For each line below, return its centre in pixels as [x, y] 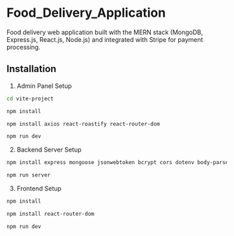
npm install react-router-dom [51, 214]
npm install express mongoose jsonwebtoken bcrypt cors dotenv [101, 163]
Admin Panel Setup [44, 86]
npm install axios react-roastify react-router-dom [83, 124]
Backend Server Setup [49, 150]
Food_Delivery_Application [86, 13]
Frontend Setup [39, 189]
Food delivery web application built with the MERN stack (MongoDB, [105, 32]
